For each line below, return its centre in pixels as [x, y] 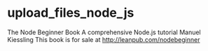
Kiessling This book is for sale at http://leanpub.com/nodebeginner [104, 39]
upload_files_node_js [71, 13]
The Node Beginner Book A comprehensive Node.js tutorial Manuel [104, 32]
